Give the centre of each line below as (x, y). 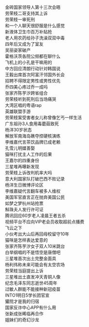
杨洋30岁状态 (18, 130)
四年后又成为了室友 (24, 44)
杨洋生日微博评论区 (24, 185)
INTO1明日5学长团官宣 (27, 295)
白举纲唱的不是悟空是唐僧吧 (33, 252)
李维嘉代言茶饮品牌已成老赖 (33, 142)
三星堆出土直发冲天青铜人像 (33, 277)
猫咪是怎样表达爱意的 (26, 240)
